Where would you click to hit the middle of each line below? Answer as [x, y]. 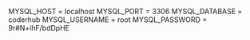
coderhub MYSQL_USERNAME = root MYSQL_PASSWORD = [108, 20]
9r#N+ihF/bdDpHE [39, 28]
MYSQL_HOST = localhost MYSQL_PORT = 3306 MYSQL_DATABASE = [125, 11]
